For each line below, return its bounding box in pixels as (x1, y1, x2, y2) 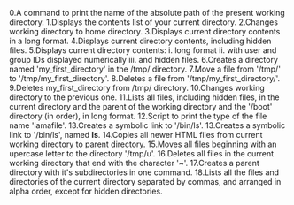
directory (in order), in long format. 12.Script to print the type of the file (9, 110, 267, 121)
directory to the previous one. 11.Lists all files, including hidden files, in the (9, 92, 280, 102)
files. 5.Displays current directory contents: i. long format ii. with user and (9, 45, 277, 56)
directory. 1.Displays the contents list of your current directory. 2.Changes (9, 17, 279, 27)
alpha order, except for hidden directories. (9, 186, 163, 196)
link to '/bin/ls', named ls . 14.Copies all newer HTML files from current (9, 130, 263, 140)
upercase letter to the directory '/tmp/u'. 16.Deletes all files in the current (9, 148, 275, 158)
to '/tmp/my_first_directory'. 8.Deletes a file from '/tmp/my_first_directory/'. (9, 73, 281, 83)
